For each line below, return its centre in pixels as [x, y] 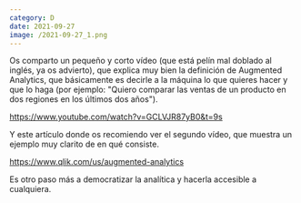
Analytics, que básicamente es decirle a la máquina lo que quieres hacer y [149, 80]
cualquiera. [30, 189]
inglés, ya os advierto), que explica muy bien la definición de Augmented [146, 70]
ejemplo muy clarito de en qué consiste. [84, 144]
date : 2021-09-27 [42, 26]
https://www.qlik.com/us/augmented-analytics [97, 162]
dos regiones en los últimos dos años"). [84, 99]
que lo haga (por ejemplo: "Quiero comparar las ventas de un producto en [148, 90]
